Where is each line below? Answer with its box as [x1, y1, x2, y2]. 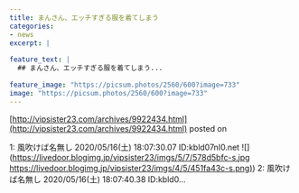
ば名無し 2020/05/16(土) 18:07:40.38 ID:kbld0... [9, 173, 186, 185]
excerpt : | [9, 38, 51, 48]
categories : [9, 22, 54, 31]
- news [9, 30, 34, 39]
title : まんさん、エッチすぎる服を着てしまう [9, 13, 160, 23]
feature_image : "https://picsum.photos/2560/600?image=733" [9, 80, 241, 89]
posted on [189, 123, 228, 133]
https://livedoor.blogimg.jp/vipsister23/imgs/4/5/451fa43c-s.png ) [9, 162, 253, 173]
